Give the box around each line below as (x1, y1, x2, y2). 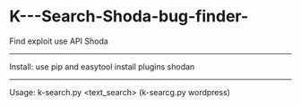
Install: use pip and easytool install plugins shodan (9, 61, 195, 72)
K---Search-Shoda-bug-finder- (9, 6, 249, 27)
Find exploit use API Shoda (9, 36, 109, 46)
